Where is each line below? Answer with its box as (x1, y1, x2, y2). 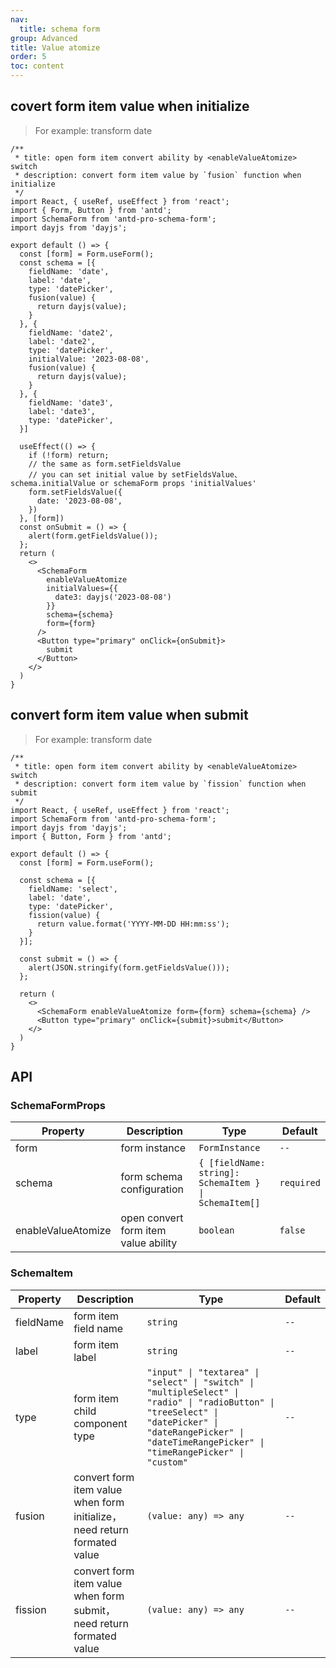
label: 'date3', (28, 406, 97, 416)
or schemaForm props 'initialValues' (99, 478, 257, 488)
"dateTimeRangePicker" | (146, 1436, 265, 1448)
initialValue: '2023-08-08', (28, 354, 150, 364)
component (73, 1416, 128, 1430)
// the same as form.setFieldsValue (28, 459, 182, 469)
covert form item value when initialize (10, 98, 250, 115)
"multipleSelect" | (146, 1386, 240, 1398)
